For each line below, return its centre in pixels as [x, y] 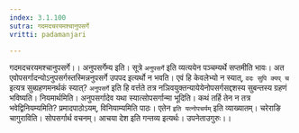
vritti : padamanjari [48, 34]
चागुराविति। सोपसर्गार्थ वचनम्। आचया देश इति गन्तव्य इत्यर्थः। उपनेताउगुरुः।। [121, 119]
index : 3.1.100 [38, 18]
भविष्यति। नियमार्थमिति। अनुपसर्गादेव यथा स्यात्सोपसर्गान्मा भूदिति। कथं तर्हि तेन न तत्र [130, 98]
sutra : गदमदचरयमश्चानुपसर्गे [50, 26]
